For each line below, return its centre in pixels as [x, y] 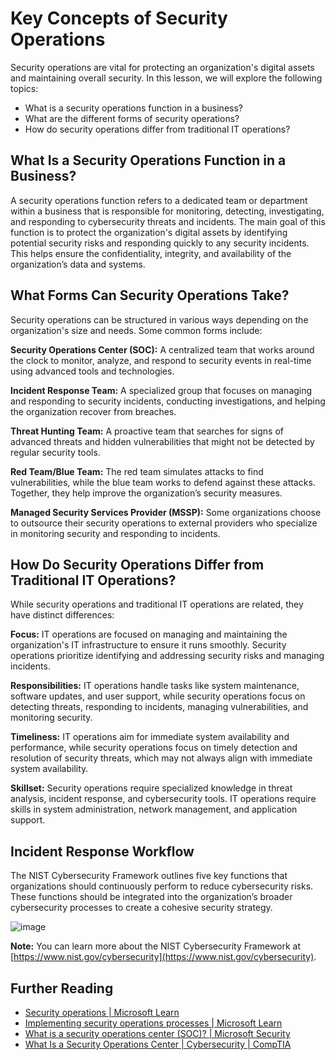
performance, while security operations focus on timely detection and [154, 748]
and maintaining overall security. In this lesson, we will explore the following [166, 78]
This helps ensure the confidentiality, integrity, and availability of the [151, 253]
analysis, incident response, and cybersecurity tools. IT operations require [163, 799]
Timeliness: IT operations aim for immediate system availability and [150, 737]
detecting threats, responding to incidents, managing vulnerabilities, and [159, 707]
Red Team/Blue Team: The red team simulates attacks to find [137, 471]
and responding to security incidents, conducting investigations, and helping [168, 401]
